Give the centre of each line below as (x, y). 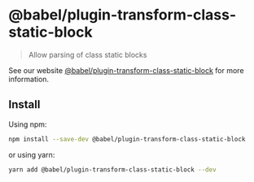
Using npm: (28, 124)
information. (29, 79)
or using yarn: (32, 154)
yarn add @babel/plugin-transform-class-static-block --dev (113, 169)
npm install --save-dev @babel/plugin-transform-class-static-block (127, 139)
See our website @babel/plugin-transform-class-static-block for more (126, 70)
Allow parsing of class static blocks (88, 54)
